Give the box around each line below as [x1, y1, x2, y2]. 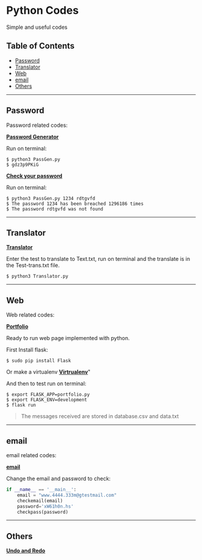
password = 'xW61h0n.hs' [17, 503, 74, 510]
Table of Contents [6, 41, 75, 51]
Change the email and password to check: [6, 475, 111, 482]
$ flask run [6, 402, 36, 409]
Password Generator [6, 133, 59, 140]
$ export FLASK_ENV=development [6, 397, 87, 403]
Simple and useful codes [6, 23, 68, 31]
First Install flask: [6, 346, 49, 353]
